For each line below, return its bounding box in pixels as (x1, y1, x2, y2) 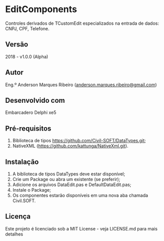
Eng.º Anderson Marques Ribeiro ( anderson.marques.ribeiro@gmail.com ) (5, 82, 157, 88)
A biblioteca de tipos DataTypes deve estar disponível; (12, 171, 125, 177)
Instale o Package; (12, 187, 51, 193)
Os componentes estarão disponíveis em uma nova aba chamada (12, 193, 148, 198)
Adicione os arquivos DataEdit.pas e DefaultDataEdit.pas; (12, 182, 132, 188)
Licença (5, 212, 31, 221)
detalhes (5, 231, 24, 237)
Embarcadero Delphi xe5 (5, 109, 57, 115)
